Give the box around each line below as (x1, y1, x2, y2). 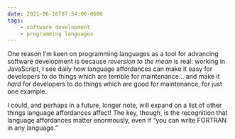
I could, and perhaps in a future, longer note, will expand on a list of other (7, 101, 222, 110)
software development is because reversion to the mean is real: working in (7, 57, 226, 66)
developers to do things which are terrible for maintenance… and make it (7, 72, 220, 81)
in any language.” (7, 123, 58, 132)
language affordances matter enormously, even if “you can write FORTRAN (7, 116, 227, 125)
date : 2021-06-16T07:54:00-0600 (7, 10, 103, 18)
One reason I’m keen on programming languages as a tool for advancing (7, 50, 219, 58)
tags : (7, 17, 23, 24)
